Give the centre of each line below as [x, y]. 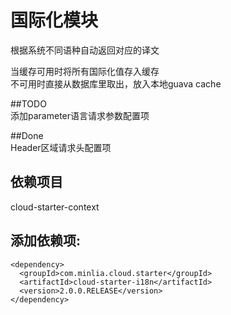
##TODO [28, 103]
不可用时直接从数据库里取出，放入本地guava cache [116, 83]
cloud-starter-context [55, 207]
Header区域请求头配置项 [61, 147]
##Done [27, 135]
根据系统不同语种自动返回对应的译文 [85, 50]
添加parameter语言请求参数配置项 [80, 115]
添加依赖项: [46, 241]
